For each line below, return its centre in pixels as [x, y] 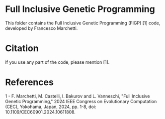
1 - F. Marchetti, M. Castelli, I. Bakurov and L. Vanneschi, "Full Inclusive [78, 96]
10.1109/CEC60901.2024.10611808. [41, 112]
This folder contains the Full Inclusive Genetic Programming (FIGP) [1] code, [83, 23]
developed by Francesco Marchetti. [41, 28]
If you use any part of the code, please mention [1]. [57, 62]
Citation [22, 49]
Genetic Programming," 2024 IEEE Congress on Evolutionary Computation [81, 101]
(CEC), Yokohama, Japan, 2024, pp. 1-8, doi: [51, 107]
